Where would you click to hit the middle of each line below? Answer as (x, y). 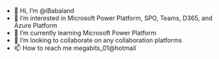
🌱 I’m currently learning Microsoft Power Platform (85, 33)
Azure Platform (35, 25)
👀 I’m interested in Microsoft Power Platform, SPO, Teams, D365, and (113, 18)
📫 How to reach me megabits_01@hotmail (75, 48)
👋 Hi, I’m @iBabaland (44, 11)
